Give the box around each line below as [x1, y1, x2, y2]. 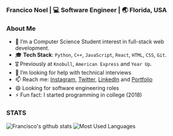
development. [15, 45, 50, 52]
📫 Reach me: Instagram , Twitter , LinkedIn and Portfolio [15, 76, 153, 83]
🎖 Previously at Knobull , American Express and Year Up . [15, 60, 152, 68]
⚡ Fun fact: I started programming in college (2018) [15, 91, 142, 99]
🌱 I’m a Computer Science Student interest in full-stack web [15, 38, 165, 45]
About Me [6, 24, 36, 33]
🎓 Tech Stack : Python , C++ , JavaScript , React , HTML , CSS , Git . [15, 51, 167, 59]
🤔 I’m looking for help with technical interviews [15, 69, 132, 76]
